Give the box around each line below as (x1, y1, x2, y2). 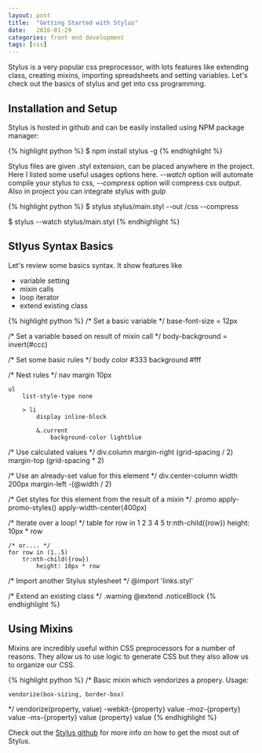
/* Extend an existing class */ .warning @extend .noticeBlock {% (8, 591, 217, 601)
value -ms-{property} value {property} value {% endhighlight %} (8, 712, 217, 722)
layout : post (8, 11, 51, 20)
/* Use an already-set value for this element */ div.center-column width (8, 471, 238, 480)
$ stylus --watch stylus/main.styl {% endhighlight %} (8, 217, 180, 226)
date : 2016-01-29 (8, 26, 72, 34)
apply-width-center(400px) (58, 502, 147, 512)
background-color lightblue (49, 433, 143, 441)
